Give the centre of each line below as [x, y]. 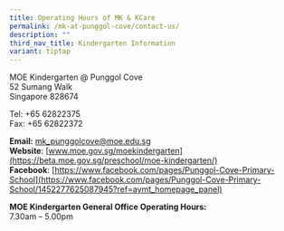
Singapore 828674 [44, 97]
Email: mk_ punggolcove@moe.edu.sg [80, 141]
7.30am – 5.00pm [42, 217]
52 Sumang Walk [41, 87]
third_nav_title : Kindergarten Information [93, 43]
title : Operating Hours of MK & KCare [82, 18]
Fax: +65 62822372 [46, 124]
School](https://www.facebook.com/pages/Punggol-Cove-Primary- [135, 180]
